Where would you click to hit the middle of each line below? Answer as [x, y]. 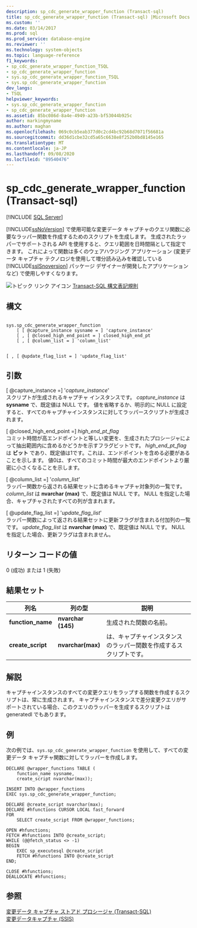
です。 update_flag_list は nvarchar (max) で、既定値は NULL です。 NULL [96, 527]
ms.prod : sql [22, 34]
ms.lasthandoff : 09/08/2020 [40, 154]
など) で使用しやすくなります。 [43, 274]
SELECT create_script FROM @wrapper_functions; [76, 820]
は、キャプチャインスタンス [145, 637]
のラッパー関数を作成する [142, 646]
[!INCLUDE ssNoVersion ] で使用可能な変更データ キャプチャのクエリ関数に [96, 229]
